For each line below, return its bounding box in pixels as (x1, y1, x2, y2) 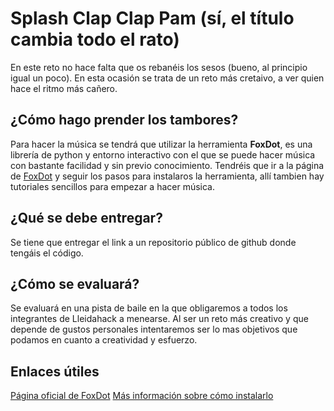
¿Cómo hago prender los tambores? (10, 112, 239, 129)
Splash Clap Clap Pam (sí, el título (10, 7, 295, 30)
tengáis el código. (10, 247, 84, 259)
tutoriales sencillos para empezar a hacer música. (10, 180, 216, 192)
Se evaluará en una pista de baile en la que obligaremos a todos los (10, 302, 288, 314)
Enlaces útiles (10, 363, 100, 380)
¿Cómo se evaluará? (10, 275, 140, 292)
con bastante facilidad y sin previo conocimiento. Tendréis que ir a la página (10, 159, 325, 171)
